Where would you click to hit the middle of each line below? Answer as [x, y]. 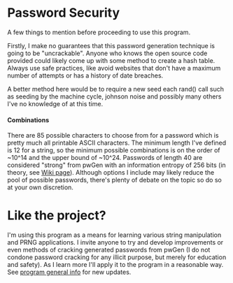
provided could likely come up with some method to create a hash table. [111, 60]
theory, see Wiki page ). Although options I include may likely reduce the [111, 173]
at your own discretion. [40, 187]
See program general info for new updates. [69, 272]
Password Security [64, 13]
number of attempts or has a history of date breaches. [85, 75]
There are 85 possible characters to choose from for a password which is [113, 136]
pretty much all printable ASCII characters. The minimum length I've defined [117, 143]
